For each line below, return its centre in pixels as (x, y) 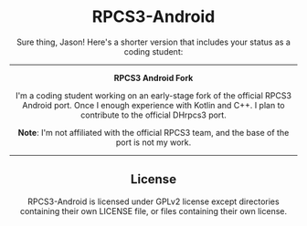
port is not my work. (153, 142)
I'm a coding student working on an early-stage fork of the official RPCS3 (153, 95)
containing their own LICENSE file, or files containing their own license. (153, 211)
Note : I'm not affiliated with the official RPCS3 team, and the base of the (153, 132)
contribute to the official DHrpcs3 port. (153, 115)
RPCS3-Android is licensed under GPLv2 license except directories (153, 201)
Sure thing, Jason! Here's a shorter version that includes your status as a (153, 42)
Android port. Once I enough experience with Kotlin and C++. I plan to (153, 105)
